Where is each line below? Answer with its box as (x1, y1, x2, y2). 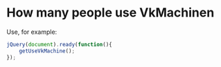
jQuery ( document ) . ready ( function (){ (6, 41, 112, 48)
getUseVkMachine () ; (19, 47, 76, 55)
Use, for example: (6, 28, 58, 36)
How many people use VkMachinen (6, 5, 215, 21)
